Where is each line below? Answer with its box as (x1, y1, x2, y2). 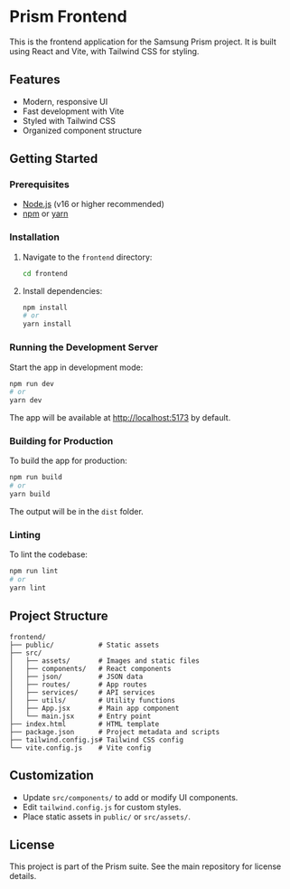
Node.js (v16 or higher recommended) (22, 199, 164, 210)
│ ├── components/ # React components (9, 664, 172, 673)
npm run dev (9, 379, 54, 388)
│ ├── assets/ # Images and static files (9, 656, 201, 666)
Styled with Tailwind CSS (22, 115, 116, 126)
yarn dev (9, 396, 42, 405)
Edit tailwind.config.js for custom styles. (22, 801, 182, 812)
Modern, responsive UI (22, 96, 108, 107)
